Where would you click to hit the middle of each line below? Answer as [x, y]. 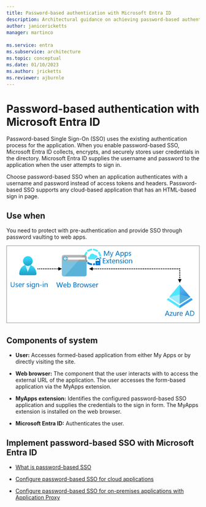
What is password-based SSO [53, 467]
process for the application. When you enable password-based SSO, [93, 145]
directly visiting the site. [45, 362]
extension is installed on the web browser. [68, 412]
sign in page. [23, 196]
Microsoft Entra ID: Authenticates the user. [70, 424]
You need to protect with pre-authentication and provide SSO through [94, 231]
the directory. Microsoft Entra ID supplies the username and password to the [103, 158]
